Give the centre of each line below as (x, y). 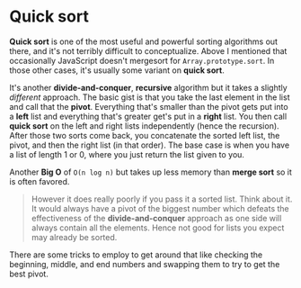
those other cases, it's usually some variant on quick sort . (117, 70)
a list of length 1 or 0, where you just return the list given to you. (127, 154)
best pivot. (29, 274)
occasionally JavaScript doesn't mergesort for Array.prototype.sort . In (142, 60)
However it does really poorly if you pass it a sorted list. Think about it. (162, 199)
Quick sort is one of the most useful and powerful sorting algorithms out (144, 41)
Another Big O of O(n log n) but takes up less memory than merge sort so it (150, 172)
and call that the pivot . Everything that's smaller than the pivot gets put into (149, 106)
